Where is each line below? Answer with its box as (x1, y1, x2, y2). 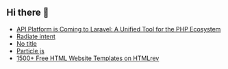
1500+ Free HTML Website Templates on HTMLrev (16, 54, 160, 62)
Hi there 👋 (6, 7, 49, 18)
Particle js (16, 46, 45, 55)
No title (16, 39, 37, 48)
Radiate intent (16, 32, 56, 40)
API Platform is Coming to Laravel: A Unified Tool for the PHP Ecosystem (16, 25, 221, 33)
